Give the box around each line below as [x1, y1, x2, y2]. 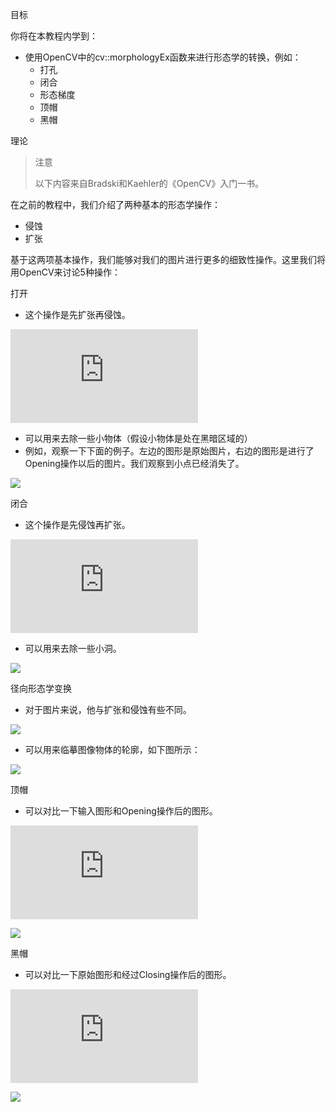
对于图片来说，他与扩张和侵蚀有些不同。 [24, 704, 192, 715]
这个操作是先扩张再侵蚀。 [24, 309, 131, 320]
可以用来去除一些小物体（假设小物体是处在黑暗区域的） [24, 433, 253, 444]
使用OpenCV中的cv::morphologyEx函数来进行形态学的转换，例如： [24, 51, 302, 63]
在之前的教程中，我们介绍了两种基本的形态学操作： [10, 199, 221, 210]
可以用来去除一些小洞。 [24, 643, 122, 654]
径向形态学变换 [10, 683, 72, 694]
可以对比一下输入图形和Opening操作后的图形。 [24, 805, 218, 817]
